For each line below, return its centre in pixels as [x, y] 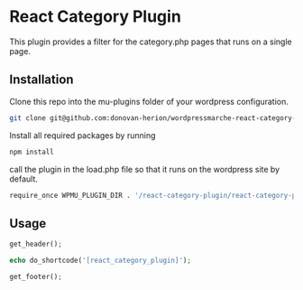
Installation [41, 80]
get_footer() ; [36, 276]
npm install [32, 152]
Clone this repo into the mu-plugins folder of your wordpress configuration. [149, 101]
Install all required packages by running [83, 135]
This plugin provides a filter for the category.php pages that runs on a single [151, 42]
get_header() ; [36, 244]
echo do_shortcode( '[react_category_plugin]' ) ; [101, 261]
